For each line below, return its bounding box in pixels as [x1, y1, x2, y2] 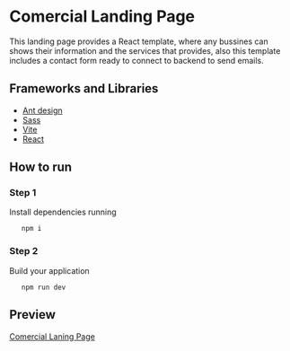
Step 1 [9, 187, 37, 199]
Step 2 [9, 245, 39, 258]
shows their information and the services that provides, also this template [9, 45, 281, 56]
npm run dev [21, 283, 66, 292]
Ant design [22, 105, 63, 116]
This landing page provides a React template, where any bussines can [9, 36, 268, 47]
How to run [9, 160, 73, 175]
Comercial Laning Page [9, 330, 96, 342]
